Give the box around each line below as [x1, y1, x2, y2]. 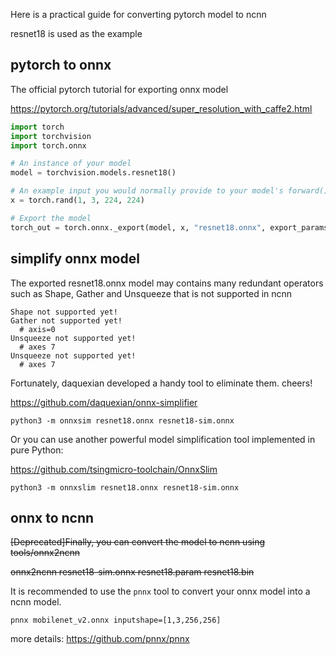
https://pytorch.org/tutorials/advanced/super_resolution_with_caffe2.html [10, 102, 313, 114]
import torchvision [10, 131, 92, 141]
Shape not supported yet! [10, 307, 118, 317]
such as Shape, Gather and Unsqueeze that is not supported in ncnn [10, 287, 293, 299]
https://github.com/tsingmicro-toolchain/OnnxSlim [10, 463, 218, 475]
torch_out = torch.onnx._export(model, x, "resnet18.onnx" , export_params [10, 222, 329, 233]
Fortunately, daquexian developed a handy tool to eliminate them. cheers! [10, 377, 313, 389]
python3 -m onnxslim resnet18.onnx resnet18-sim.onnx [10, 482, 240, 493]
